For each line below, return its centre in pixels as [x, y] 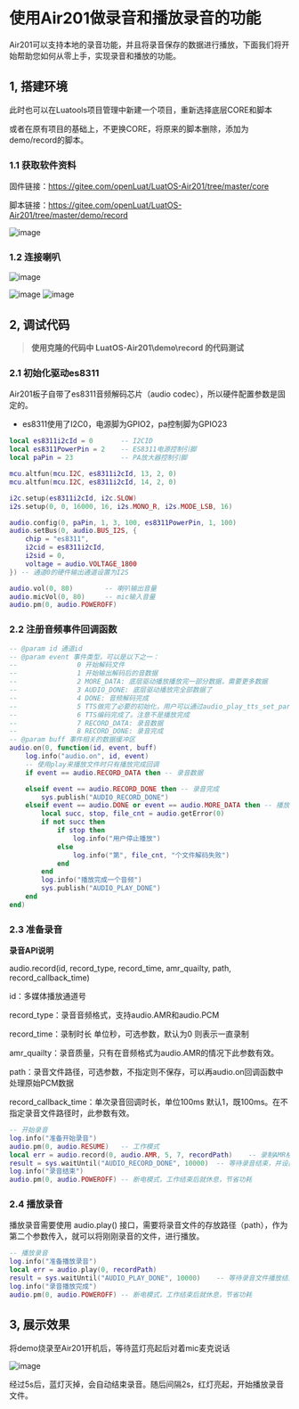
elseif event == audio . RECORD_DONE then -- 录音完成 [122, 789]
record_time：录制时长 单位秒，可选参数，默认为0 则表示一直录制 [129, 1034]
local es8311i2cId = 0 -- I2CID [81, 441]
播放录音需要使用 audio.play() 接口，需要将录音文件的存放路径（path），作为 [149, 1225]
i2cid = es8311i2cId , [65, 548]
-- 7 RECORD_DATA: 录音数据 [86, 723]
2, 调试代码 [40, 325]
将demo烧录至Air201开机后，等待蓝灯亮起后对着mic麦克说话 [120, 1348]
